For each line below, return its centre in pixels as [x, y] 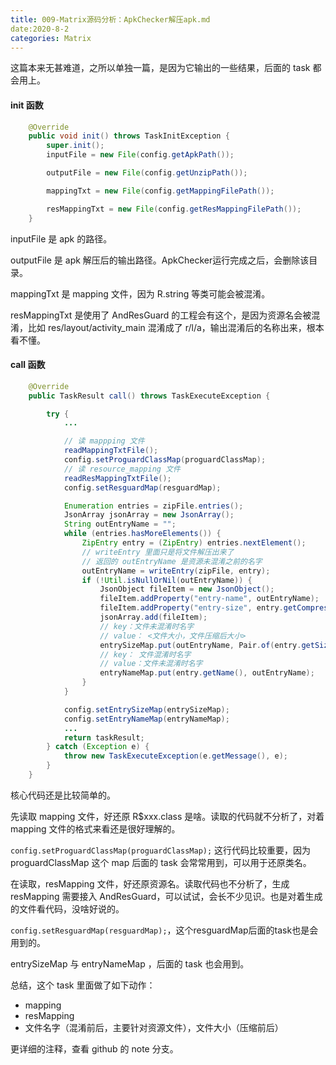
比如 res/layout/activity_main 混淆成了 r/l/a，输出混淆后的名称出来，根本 [176, 327]
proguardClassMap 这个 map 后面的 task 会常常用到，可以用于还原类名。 [161, 862]
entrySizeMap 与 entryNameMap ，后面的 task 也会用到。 [130, 963]
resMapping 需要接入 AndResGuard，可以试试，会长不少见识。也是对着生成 [166, 896]
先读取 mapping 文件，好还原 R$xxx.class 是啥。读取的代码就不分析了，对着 [167, 816]
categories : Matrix [51, 38]
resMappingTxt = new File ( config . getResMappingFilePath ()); [174, 209]
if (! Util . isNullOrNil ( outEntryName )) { [167, 580]
